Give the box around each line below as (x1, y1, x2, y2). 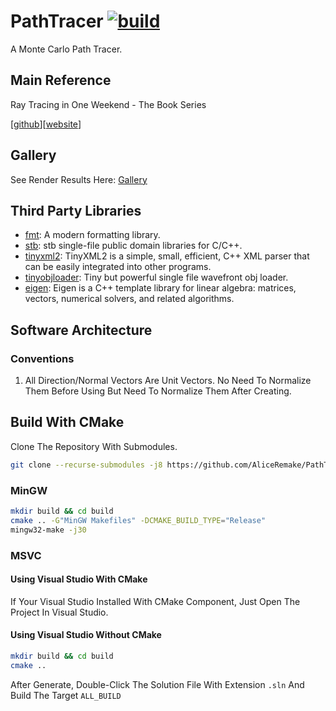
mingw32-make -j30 (10, 525, 87, 535)
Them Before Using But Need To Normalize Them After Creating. (24, 385, 292, 397)
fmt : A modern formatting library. (24, 229, 161, 241)
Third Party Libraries (10, 202, 142, 219)
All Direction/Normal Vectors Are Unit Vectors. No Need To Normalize (24, 375, 312, 387)
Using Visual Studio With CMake (10, 573, 148, 585)
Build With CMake (10, 414, 125, 431)
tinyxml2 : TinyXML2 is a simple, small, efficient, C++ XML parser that (24, 250, 310, 262)
